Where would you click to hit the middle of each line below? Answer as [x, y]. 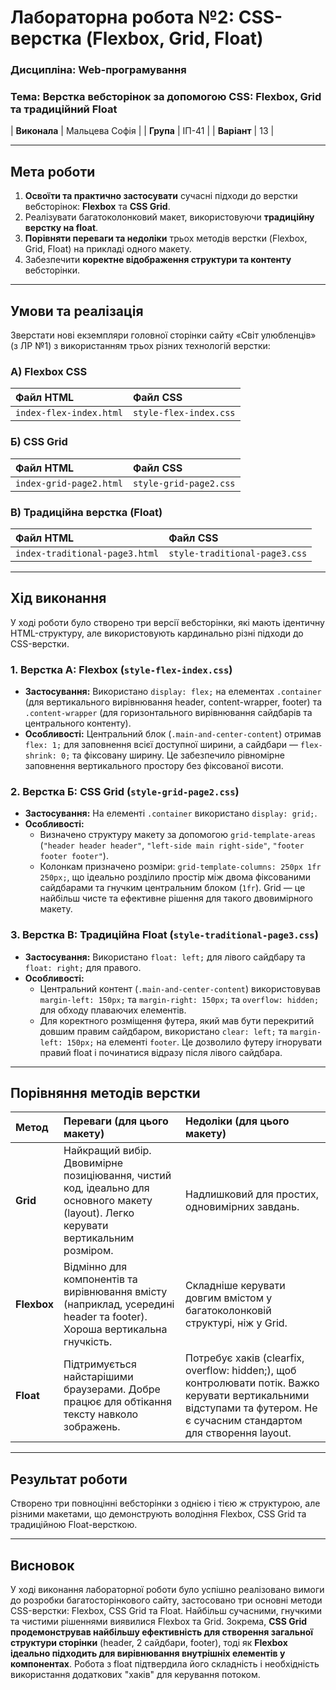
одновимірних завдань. [242, 1207]
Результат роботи [69, 1479]
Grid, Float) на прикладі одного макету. [108, 249]
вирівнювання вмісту [115, 1292]
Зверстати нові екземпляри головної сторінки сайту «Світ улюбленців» [163, 335]
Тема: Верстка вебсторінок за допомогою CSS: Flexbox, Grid [166, 97]
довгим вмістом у [229, 1298]
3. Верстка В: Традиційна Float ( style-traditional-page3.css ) [164, 935]
